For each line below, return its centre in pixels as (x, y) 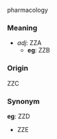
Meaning (22, 28)
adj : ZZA (29, 43)
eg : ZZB (38, 50)
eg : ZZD (19, 116)
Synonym (23, 101)
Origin (18, 68)
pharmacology (27, 10)
